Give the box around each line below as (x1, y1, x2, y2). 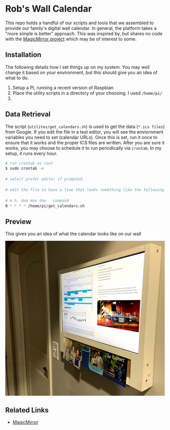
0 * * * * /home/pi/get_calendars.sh (5, 203, 85, 208)
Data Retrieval (5, 110, 51, 119)
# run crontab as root (5, 160, 53, 166)
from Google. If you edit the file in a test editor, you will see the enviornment (5, 128, 163, 135)
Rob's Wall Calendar (5, 3, 92, 15)
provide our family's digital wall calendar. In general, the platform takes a (5, 25, 157, 31)
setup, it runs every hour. (5, 150, 58, 156)
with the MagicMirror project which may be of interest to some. (5, 36, 137, 42)
